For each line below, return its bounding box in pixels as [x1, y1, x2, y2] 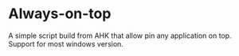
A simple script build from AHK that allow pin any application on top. [8, 31, 233, 40]
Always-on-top [8, 5, 112, 23]
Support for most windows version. [8, 39, 123, 48]
